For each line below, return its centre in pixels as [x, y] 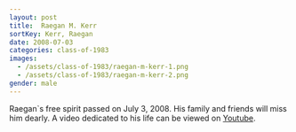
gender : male [33, 83]
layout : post [33, 17]
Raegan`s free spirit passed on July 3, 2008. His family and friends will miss [148, 108]
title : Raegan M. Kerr [53, 26]
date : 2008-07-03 [41, 42]
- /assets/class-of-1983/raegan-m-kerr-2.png [103, 75]
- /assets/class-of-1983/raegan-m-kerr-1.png [103, 67]
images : [24, 58]
